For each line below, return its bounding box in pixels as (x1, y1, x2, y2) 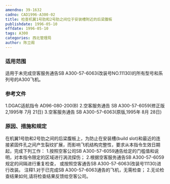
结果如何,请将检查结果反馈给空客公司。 (9, 173, 91, 179)
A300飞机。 (18, 77, 44, 83)
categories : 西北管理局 (5, 36, 52, 41)
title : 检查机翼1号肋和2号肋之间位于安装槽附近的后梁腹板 (5, 17, 112, 22)
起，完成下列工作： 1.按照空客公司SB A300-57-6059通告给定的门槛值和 (5, 148, 155, 154)
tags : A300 (5, 31, 28, 36)
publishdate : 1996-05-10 (5, 21, 58, 27)
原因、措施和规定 (5, 123, 47, 130)
